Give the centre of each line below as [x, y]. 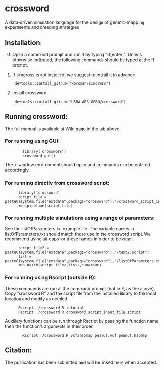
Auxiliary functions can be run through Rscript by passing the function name [82, 321]
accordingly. [18, 170]
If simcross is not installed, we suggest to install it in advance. [74, 75]
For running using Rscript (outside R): [51, 278]
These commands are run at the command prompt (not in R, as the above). [80, 288]
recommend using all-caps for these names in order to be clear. [69, 239]
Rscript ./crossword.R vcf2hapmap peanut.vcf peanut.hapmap [85, 335]
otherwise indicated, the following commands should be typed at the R [83, 60]
